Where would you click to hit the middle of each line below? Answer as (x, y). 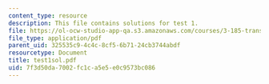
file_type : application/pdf (55, 38)
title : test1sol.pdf (43, 61)
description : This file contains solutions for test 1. (103, 23)
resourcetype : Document (48, 53)
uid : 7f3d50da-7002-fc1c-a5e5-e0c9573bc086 (82, 68)
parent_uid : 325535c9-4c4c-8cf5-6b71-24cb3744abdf (94, 46)
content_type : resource (48, 16)
